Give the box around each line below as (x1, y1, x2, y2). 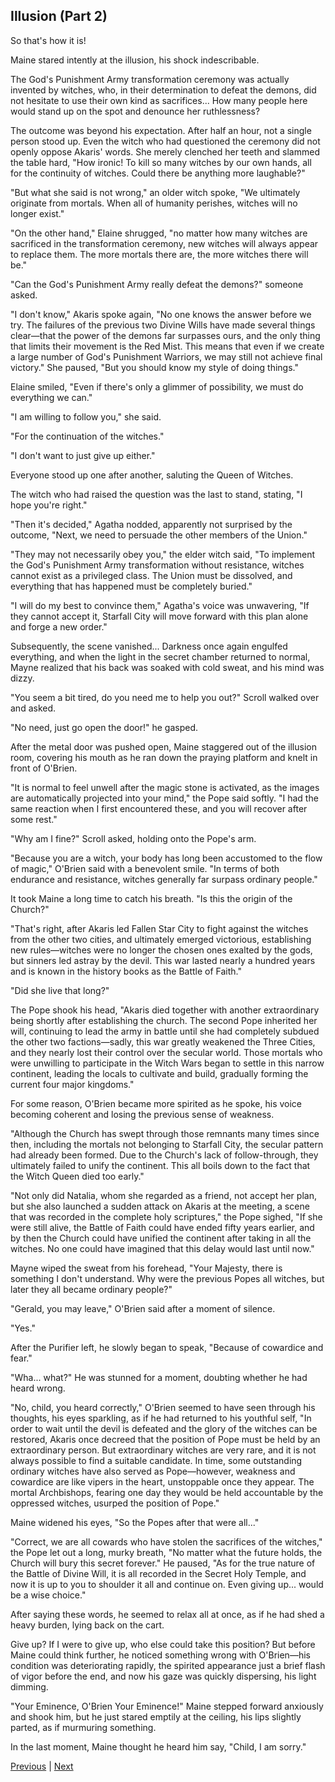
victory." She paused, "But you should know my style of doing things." (10, 361, 300, 373)
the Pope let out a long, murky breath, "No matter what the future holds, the (10, 1546, 323, 1558)
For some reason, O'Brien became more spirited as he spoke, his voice (10, 1097, 303, 1109)
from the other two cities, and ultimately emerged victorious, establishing (10, 933, 312, 945)
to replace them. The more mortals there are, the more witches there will (10, 248, 309, 260)
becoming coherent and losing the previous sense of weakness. (10, 1108, 275, 1120)
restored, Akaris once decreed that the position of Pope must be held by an (10, 1433, 321, 1445)
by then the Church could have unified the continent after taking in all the (10, 1232, 312, 1244)
